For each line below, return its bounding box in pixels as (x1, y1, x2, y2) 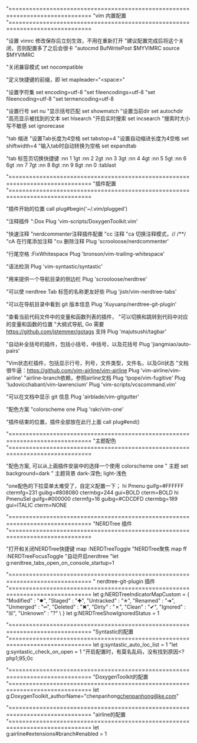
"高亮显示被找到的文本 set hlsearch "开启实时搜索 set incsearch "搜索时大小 (6, 115, 191, 122)
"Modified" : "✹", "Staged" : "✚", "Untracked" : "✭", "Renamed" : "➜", (6, 597, 175, 604)
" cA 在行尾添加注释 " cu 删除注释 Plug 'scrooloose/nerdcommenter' (6, 238, 169, 245)
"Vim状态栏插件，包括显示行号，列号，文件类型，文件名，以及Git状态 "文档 (6, 359, 189, 366)
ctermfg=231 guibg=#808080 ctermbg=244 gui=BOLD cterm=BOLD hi (6, 489, 179, 496)
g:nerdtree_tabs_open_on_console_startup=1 (6, 559, 115, 566)
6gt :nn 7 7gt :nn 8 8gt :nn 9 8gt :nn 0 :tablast (6, 162, 116, 168)
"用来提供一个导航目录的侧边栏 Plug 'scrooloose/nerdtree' (6, 275, 147, 282)
